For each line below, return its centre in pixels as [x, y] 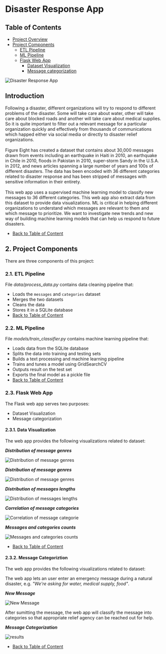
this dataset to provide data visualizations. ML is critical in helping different [82, 203]
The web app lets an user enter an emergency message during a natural [79, 578]
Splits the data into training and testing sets [56, 354]
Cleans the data [28, 304]
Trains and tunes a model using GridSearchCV [59, 364]
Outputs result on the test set [42, 370]
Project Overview [30, 39]
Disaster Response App [55, 9]
